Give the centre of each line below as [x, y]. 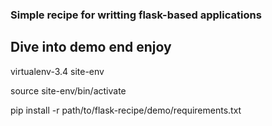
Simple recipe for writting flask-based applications [136, 15]
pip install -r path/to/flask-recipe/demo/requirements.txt [126, 110]
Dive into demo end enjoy [91, 47]
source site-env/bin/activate [68, 90]
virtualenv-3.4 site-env [57, 71]
